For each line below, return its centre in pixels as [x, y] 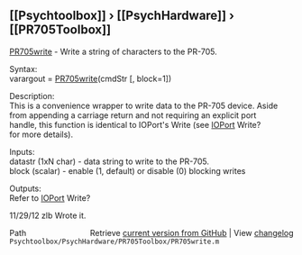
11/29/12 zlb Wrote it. [48, 215]
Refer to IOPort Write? [50, 197]
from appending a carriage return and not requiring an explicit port [133, 115]
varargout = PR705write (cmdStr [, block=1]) [91, 78]
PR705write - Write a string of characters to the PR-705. [114, 51]
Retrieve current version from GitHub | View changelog [192, 232]
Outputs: [26, 188]
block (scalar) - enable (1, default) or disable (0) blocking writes [128, 170]
